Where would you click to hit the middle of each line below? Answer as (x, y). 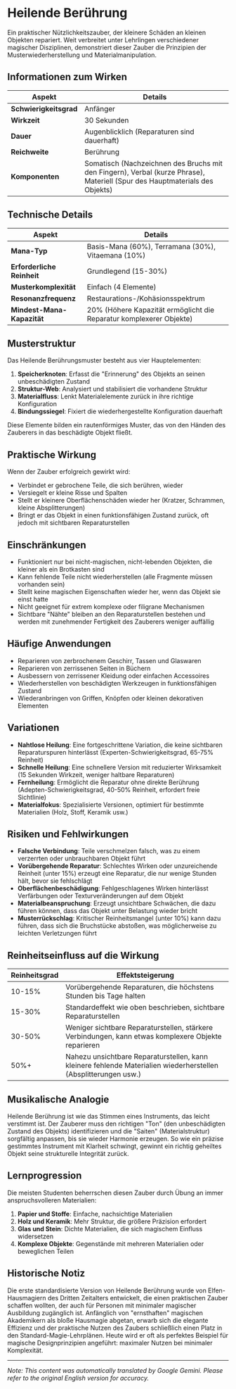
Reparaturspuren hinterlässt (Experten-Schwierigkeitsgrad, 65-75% (116, 752)
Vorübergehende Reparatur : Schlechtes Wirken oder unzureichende (117, 866)
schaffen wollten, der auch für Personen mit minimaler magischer (102, 1305)
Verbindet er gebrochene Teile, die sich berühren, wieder (100, 485)
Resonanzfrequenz (43, 298)
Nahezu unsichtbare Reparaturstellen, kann (137, 1057)
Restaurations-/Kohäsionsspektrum (146, 298)
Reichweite (30, 151)
